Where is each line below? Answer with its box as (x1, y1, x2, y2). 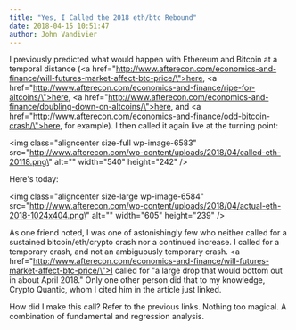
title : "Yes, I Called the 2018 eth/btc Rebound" (9, 12, 198, 22)
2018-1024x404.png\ (9, 210, 86, 221)
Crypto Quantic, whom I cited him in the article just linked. (9, 285, 222, 295)
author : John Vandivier (9, 29, 98, 38)
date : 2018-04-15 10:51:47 (9, 21, 110, 30)
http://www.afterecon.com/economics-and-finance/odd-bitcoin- (32, 111, 270, 121)
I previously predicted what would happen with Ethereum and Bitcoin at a (9, 54, 278, 65)
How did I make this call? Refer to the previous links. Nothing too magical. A (9, 301, 287, 312)
